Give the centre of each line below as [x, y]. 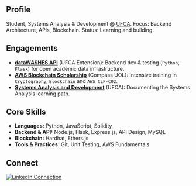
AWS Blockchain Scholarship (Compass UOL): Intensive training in [96, 75]
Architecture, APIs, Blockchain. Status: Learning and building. [80, 30]
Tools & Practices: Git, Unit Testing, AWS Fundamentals [82, 144]
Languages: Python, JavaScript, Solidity [63, 126]
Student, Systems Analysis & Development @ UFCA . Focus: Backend [89, 23]
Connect [22, 163]
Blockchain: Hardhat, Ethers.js [51, 138]
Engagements [32, 48]
